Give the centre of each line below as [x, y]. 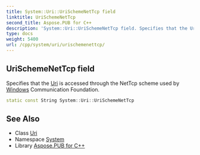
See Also [23, 118]
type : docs [20, 34]
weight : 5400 [22, 39]
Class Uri [26, 133]
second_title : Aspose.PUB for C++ [49, 23]
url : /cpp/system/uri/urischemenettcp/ [56, 45]
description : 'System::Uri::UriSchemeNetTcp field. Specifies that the [97, 28]
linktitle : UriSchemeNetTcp [41, 17]
